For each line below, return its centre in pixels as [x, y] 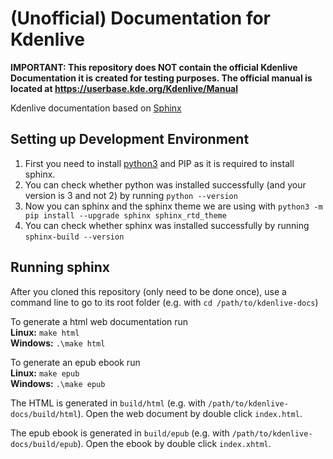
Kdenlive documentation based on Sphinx [96, 108]
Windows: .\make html [58, 343]
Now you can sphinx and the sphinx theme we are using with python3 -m [173, 206]
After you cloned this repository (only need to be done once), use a [148, 291]
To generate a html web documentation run [99, 321]
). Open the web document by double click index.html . [190, 413]
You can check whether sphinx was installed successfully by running [167, 225]
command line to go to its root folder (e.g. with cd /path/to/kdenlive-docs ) [164, 302]
